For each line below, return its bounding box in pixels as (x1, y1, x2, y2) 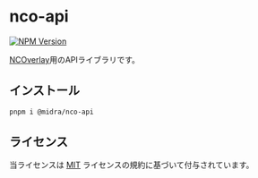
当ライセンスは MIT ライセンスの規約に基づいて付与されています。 (9, 159, 254, 171)
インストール (9, 83, 81, 98)
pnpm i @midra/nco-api (9, 107, 94, 116)
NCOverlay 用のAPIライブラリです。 (9, 54, 141, 64)
